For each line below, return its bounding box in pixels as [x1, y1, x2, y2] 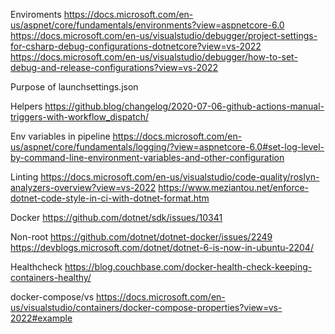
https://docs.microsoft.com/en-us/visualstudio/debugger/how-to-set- [10, 51, 298, 63]
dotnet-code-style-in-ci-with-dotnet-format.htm [10, 192, 210, 204]
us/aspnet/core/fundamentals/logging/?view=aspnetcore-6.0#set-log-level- [10, 141, 325, 153]
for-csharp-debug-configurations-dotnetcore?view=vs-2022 [10, 40, 262, 52]
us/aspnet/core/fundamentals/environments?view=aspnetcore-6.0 [10, 19, 285, 31]
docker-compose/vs [10, 291, 95, 303]
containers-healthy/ [10, 272, 92, 283]
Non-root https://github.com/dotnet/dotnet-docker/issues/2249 [10, 231, 273, 243]
